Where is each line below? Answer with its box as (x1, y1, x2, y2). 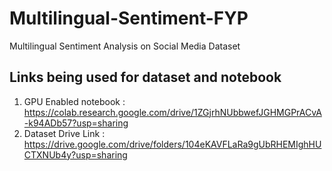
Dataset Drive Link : (23, 127, 106, 139)
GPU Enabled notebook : (23, 95, 126, 107)
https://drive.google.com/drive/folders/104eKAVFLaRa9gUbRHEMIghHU (23, 138, 322, 150)
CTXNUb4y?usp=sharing (23, 148, 128, 161)
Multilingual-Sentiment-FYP (9, 7, 249, 30)
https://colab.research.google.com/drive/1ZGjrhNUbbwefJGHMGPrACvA (23, 106, 322, 118)
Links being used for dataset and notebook (9, 69, 282, 86)
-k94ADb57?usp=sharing (23, 117, 129, 129)
